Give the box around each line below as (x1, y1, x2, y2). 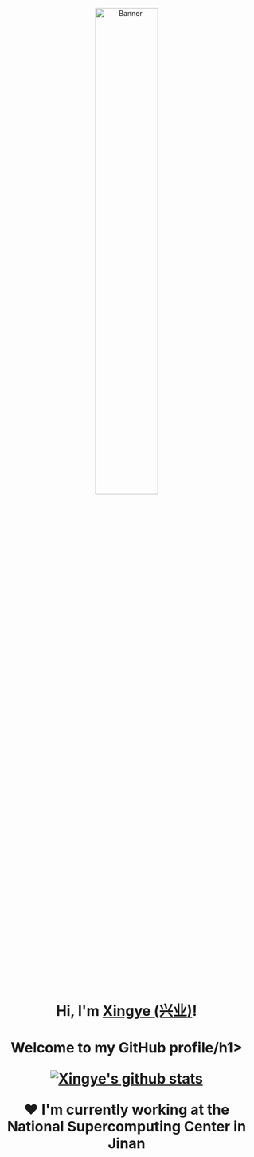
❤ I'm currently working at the (23, 1101, 230, 1119)
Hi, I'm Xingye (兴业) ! (56, 1002, 197, 1021)
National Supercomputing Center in (7, 1118, 246, 1136)
